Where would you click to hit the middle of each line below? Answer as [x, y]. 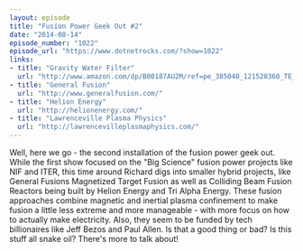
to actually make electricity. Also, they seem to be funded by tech [131, 219]
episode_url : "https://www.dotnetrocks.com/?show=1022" [116, 51]
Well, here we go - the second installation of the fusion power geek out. [142, 153]
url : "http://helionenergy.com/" [80, 110]
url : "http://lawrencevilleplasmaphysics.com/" [109, 127]
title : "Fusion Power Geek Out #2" [76, 26]
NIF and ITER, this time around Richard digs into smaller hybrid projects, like [150, 172]
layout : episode [40, 18]
